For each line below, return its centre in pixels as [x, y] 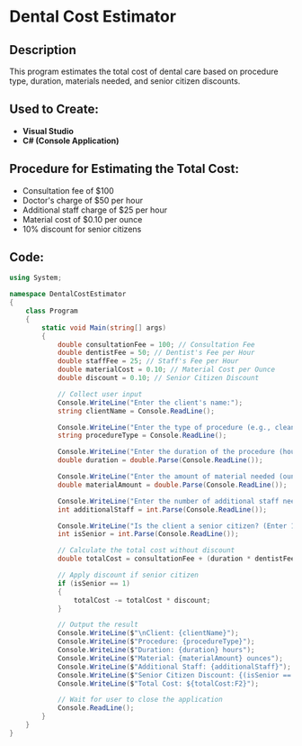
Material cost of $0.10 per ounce [82, 219]
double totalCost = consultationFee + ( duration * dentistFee [176, 559]
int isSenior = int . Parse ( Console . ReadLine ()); [148, 534]
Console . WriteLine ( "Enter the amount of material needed [166, 477]
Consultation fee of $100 [68, 190]
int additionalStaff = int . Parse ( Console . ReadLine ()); [162, 509]
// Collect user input [100, 394]
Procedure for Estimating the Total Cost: [124, 169]
